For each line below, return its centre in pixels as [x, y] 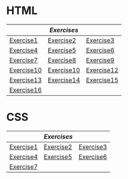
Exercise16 [26, 90]
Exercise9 [100, 60]
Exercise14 [64, 80]
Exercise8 [62, 60]
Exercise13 [26, 80]
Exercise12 [102, 70]
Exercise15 [102, 80]
